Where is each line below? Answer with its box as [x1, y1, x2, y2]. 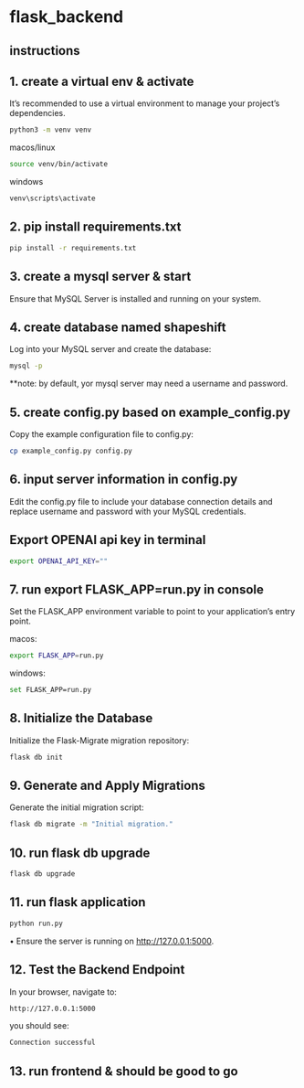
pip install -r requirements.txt [9, 243, 137, 252]
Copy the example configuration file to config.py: [9, 429, 194, 440]
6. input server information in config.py [9, 472, 238, 487]
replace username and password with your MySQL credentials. [9, 506, 246, 517]
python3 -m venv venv [9, 125, 92, 134]
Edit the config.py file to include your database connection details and [9, 496, 273, 507]
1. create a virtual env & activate [9, 73, 194, 89]
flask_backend [9, 6, 124, 27]
